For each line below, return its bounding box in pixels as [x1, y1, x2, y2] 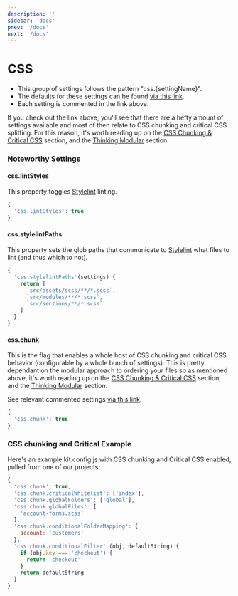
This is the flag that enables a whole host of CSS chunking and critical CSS [7, 351, 227, 360]
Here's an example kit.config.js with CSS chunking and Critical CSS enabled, [7, 455, 232, 464]
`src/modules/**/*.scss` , [26, 293, 103, 300]
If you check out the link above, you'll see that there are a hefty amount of [7, 113, 224, 122]
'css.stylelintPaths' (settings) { [13, 273, 116, 281]
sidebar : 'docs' [7, 17, 55, 24]
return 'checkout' [26, 556, 81, 563]
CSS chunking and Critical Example [7, 439, 132, 449]
